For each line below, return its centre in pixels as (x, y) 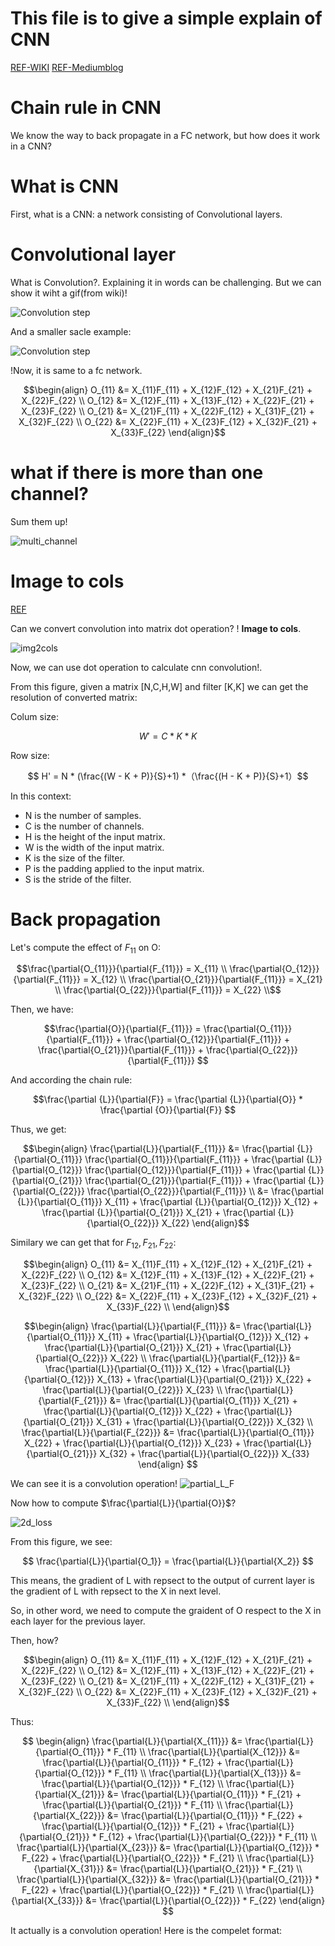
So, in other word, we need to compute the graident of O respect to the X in (166, 1611)
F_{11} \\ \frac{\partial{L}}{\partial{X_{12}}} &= (207, 1752)
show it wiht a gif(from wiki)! (69, 293)
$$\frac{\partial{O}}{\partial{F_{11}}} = (122, 1029)
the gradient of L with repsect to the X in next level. (116, 1591)
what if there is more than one (137, 472)
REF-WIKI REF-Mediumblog (67, 67)
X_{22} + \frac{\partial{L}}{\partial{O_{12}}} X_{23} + (132, 1443)
